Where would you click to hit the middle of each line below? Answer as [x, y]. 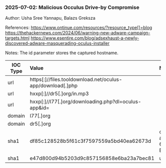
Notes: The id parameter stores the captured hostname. [62, 53]
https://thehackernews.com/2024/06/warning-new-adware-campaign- [78, 33]
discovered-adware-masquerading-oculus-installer [57, 43]
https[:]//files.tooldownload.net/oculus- [76, 79]
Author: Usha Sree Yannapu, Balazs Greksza [50, 18]
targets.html [17, 38]
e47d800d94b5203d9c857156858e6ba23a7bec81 [92, 158]
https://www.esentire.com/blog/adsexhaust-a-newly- [85, 38]
